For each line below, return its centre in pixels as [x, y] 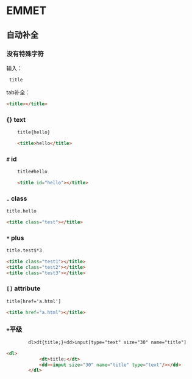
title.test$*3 [24, 251]
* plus [15, 238]
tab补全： [19, 92]
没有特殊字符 [25, 54]
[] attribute [23, 288]
